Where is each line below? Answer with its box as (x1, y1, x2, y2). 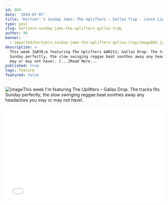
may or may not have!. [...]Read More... (9, 59, 97, 64)
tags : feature (5, 68, 35, 73)
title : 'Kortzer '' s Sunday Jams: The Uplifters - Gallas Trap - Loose (5, 17, 155, 22)
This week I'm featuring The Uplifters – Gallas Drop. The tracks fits (22, 86, 160, 92)
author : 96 (5, 31, 28, 36)
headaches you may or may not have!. (5, 97, 84, 103)
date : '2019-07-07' (5, 12, 46, 17)
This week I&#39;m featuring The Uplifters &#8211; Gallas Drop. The (9, 49, 157, 54)
